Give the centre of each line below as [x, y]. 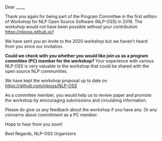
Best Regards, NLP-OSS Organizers [40, 133]
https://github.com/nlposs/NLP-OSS [41, 86]
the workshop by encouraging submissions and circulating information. [76, 100]
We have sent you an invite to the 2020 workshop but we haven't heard [76, 41]
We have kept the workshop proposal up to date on [56, 80]
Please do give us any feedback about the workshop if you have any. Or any [81, 110]
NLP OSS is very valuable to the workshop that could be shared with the [77, 66]
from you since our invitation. [34, 46]
